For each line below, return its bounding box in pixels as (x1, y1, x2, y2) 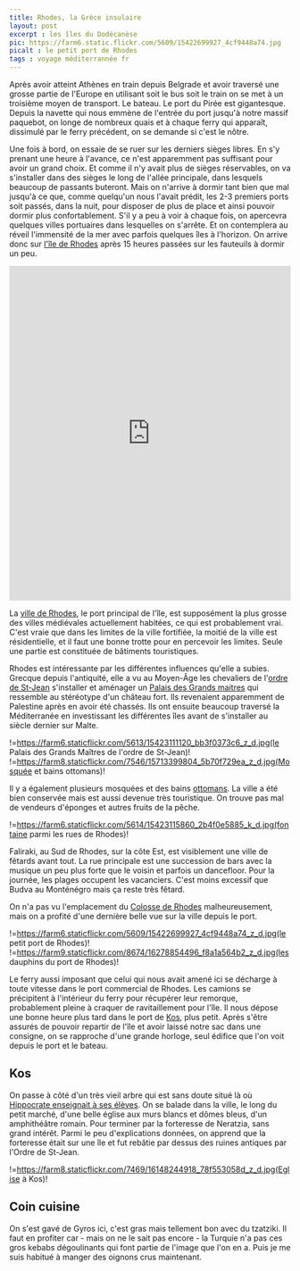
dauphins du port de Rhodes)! (9, 957, 119, 967)
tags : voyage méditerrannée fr (9, 54, 129, 63)
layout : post (9, 21, 58, 30)
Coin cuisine (9, 1200, 80, 1215)
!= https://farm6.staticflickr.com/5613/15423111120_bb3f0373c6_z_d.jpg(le (9, 737, 279, 748)
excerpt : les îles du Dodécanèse (9, 29, 138, 38)
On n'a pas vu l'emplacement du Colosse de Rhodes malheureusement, (9, 901, 273, 911)
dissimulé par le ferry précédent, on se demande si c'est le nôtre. (9, 127, 250, 137)
